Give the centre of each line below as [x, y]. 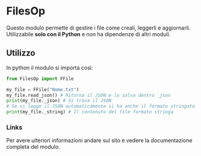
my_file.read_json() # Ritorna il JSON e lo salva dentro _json [88, 95]
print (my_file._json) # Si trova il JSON [59, 101]
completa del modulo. [33, 147]
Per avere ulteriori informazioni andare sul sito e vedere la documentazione [99, 140]
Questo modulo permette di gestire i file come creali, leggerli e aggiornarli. [98, 28]
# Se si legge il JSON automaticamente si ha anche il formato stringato [101, 107]
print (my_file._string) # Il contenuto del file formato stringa [90, 112]
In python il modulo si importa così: [50, 67]
